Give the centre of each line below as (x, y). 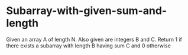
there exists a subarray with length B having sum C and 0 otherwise (89, 46)
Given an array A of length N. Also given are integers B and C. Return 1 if (94, 39)
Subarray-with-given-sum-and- (87, 11)
